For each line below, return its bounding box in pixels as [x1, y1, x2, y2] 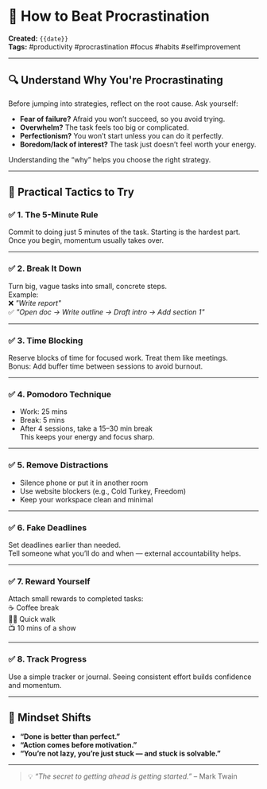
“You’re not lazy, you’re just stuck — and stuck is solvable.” [19, 748, 221, 759]
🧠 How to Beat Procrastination [8, 7, 210, 25]
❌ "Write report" [8, 298, 62, 307]
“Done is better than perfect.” [19, 732, 121, 741]
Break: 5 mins [19, 416, 65, 425]
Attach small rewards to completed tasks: [8, 594, 144, 603]
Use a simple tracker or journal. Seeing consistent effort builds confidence [8, 672, 252, 682]
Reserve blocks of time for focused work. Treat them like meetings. [8, 353, 228, 363]
